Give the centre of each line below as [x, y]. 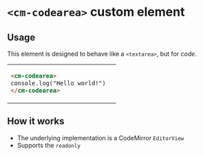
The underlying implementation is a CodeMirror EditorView [100, 137]
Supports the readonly [49, 145]
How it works [36, 121]
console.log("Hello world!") [58, 83]
